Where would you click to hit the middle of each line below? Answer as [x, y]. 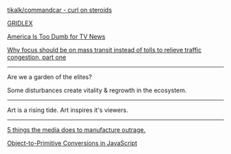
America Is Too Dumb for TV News [56, 36]
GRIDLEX [20, 23]
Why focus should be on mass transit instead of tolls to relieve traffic [104, 50]
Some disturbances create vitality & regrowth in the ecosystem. [97, 90]
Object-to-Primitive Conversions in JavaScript [72, 143]
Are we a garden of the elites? [49, 77]
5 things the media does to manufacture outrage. [76, 130]
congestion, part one [37, 57]
